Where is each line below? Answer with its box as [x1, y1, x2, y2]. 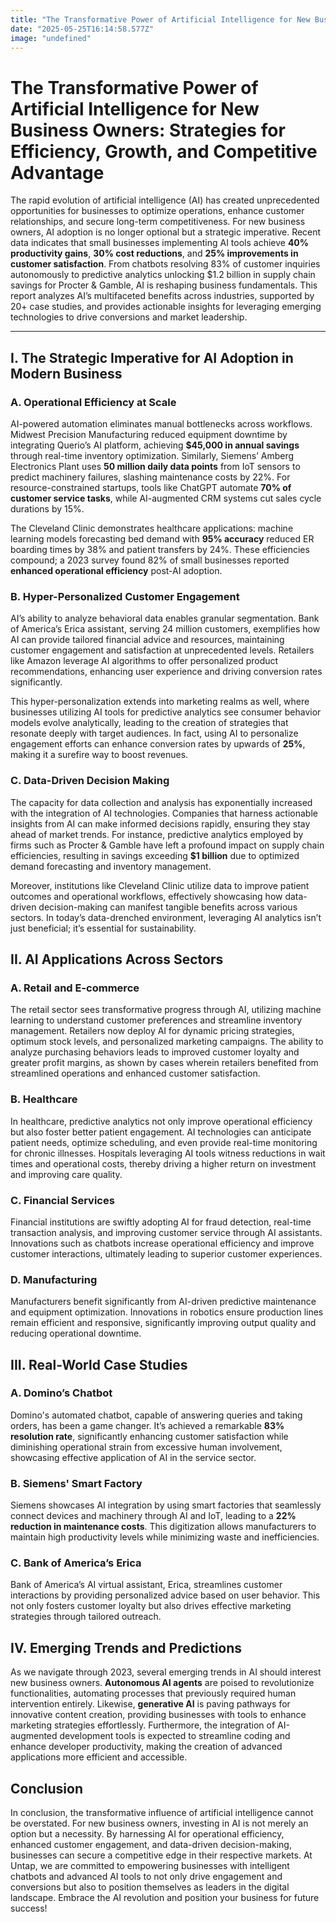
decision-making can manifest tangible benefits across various [38, 901, 298, 913]
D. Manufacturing [10, 1272, 98, 1286]
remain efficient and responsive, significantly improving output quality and [10, 1317, 317, 1329]
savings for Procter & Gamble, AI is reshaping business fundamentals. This [10, 279, 318, 291]
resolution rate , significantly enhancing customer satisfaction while [10, 1430, 289, 1442]
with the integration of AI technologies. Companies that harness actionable [10, 807, 318, 819]
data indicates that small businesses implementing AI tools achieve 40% [10, 237, 310, 249]
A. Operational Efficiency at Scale [10, 395, 177, 409]
